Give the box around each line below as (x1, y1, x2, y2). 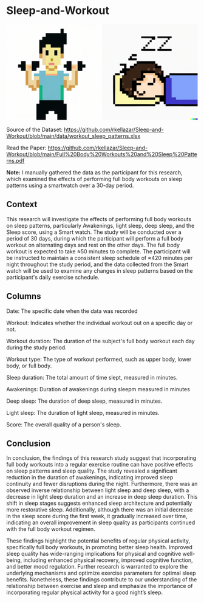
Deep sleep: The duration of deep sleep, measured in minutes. (6, 397, 163, 405)
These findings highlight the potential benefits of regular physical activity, (6, 537, 191, 544)
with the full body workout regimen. (6, 525, 95, 533)
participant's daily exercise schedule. (6, 273, 100, 281)
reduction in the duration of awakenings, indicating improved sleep (6, 474, 174, 481)
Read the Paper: (6, 144, 47, 151)
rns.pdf (6, 157, 25, 164)
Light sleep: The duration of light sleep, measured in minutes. (6, 409, 160, 416)
